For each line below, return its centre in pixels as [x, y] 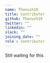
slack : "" [15, 32]
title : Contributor [25, 14]
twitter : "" [17, 23]
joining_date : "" [23, 37]
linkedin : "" [18, 28]
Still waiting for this [25, 55]
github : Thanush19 [24, 19]
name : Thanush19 [22, 10]
